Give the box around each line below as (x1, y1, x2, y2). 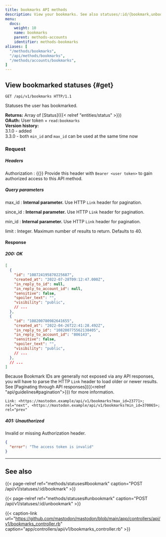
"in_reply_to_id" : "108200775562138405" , (14, 328, 100, 333)
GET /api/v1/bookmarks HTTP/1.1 (5, 94, 72, 99)
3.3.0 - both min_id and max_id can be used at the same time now (5, 133, 138, 139)
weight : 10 (14, 26, 37, 31)
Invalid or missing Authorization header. (5, 430, 86, 436)
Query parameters (5, 187, 44, 193)
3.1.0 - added (5, 128, 32, 134)
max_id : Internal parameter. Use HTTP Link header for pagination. (5, 199, 142, 205)
